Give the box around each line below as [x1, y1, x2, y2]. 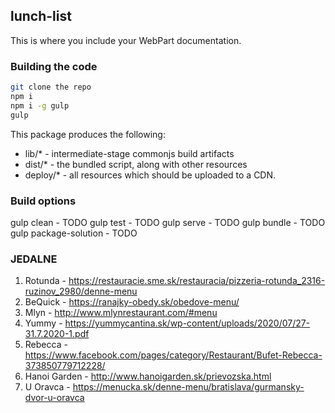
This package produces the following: [10, 128, 166, 140]
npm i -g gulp [10, 100, 70, 111]
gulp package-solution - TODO [10, 227, 138, 239]
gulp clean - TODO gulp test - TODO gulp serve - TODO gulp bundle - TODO [10, 216, 326, 228]
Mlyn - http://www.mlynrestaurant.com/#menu [24, 307, 218, 319]
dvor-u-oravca [24, 392, 85, 404]
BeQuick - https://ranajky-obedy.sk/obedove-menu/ [24, 296, 240, 308]
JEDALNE [10, 252, 58, 266]
